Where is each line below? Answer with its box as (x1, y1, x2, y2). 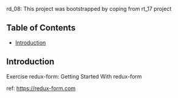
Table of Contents (6, 23, 76, 33)
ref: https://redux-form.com (6, 85, 76, 92)
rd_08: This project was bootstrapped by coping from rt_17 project (6, 5, 172, 12)
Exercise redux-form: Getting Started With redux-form (6, 72, 142, 80)
